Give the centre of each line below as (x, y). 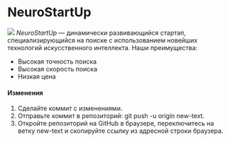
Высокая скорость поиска (57, 69)
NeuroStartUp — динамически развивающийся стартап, (101, 32)
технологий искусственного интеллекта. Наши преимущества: (103, 47)
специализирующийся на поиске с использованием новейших (103, 40)
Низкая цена (37, 76)
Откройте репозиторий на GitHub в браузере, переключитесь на (116, 124)
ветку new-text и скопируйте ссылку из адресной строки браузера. (120, 131)
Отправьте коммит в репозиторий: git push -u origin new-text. (111, 116)
